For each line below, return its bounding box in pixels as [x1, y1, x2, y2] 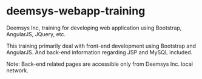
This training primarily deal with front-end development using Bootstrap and [6, 42, 196, 49]
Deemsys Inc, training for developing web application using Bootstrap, [6, 24, 182, 31]
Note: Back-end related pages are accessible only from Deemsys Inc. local [6, 60, 193, 68]
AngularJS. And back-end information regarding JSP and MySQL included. [6, 48, 193, 55]
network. [6, 66, 29, 74]
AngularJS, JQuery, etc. [6, 30, 66, 37]
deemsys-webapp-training [6, 4, 146, 18]
